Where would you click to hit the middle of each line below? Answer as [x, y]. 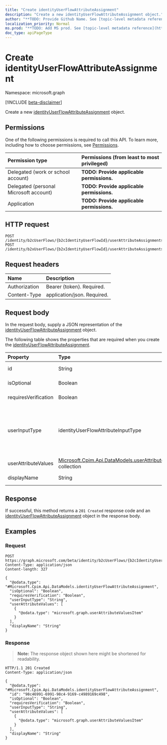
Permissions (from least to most [120, 157]
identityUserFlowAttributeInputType [100, 430]
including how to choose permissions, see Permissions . [62, 145]
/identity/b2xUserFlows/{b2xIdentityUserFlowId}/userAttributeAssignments [84, 249]
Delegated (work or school [39, 172]
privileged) [95, 164]
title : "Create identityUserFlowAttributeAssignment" [62, 10]
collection [70, 467]
